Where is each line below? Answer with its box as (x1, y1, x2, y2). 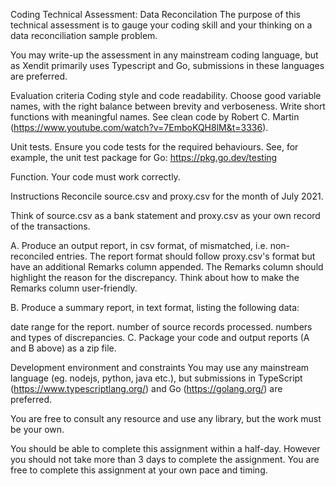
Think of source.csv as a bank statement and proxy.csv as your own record (10, 210, 321, 221)
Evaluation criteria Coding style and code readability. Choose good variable (10, 90, 322, 101)
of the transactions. (10, 220, 91, 232)
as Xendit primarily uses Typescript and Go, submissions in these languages (10, 60, 325, 71)
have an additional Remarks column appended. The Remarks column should (10, 261, 324, 273)
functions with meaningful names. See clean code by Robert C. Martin (10, 111, 300, 123)
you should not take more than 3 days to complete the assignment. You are (10, 454, 320, 465)
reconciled (10, 250, 55, 262)
